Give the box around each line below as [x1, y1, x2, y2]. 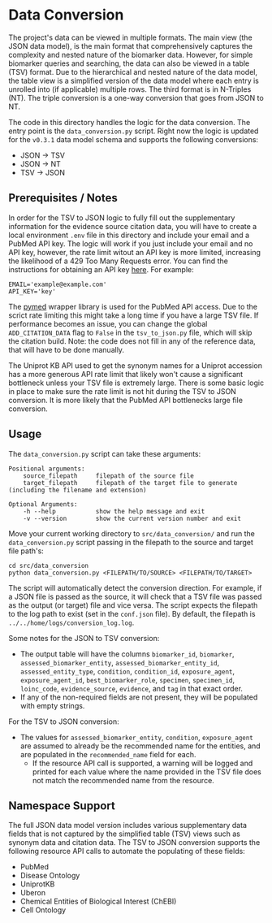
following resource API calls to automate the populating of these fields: [8, 847, 245, 856]
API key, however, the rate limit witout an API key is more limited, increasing [8, 247, 261, 257]
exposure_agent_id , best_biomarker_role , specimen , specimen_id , [19, 674, 235, 684]
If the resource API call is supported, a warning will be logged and [32, 758, 253, 768]
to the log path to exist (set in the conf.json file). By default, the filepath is [8, 609, 256, 618]
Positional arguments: [8, 465, 85, 473]
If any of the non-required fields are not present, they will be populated [19, 692, 258, 702]
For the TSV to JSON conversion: [8, 717, 119, 726]
